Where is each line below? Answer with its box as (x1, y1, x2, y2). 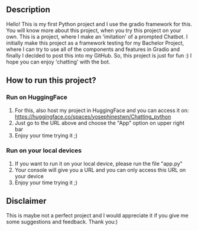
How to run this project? (6, 75, 96, 85)
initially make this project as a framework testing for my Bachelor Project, (6, 39, 184, 46)
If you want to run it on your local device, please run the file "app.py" (14, 160, 183, 167)
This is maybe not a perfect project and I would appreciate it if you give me (6, 211, 189, 219)
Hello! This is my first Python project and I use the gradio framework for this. (6, 20, 192, 27)
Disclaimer (6, 196, 47, 206)
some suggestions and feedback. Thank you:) (6, 218, 118, 225)
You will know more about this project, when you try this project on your (6, 27, 181, 34)
